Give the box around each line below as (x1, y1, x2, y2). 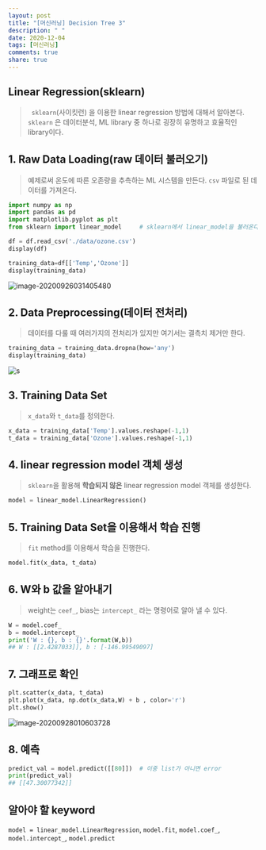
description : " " (8, 26, 66, 34)
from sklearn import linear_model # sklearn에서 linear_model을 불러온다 (8, 223, 260, 231)
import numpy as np (8, 201, 73, 209)
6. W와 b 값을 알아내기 (8, 583, 112, 596)
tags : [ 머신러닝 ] (8, 41, 59, 49)
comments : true (8, 48, 59, 56)
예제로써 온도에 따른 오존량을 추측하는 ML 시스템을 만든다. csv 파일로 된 (27, 175, 249, 185)
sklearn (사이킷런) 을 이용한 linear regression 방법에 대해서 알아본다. (31, 107, 245, 117)
